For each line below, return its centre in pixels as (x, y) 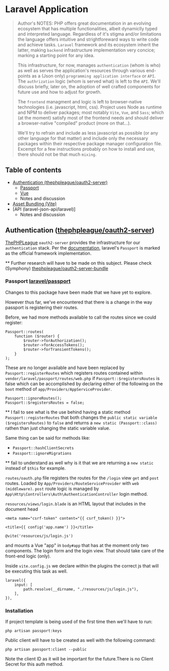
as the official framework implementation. (48, 253)
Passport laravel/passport (38, 281)
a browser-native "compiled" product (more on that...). (74, 123)
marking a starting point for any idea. (56, 55)
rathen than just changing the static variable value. (58, 428)
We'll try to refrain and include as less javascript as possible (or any (88, 133)
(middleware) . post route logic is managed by (52, 489)
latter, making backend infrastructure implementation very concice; (86, 50)
